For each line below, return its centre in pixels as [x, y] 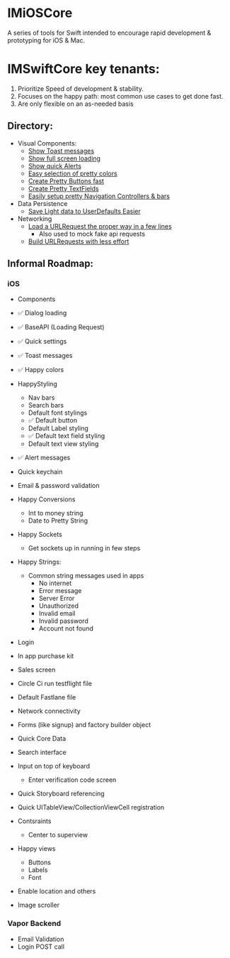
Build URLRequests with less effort [79, 241]
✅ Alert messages [44, 458]
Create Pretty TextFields [63, 188]
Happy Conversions [46, 499]
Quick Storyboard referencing [61, 794]
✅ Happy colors [41, 370]
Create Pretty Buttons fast [66, 181]
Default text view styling [63, 444]
